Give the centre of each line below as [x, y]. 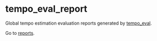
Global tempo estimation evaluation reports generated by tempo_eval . [78, 23]
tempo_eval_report [47, 9]
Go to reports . [20, 33]
